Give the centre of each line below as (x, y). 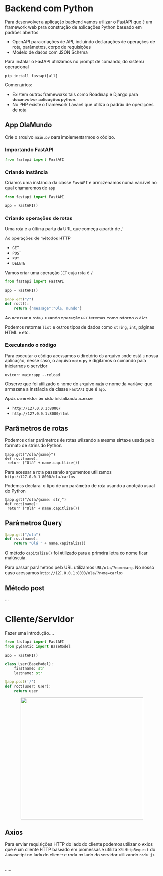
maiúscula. (16, 558)
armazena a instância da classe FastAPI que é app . (56, 389)
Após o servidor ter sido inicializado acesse (49, 398)
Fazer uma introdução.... (30, 633)
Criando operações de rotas (39, 218)
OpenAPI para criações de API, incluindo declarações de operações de (83, 41)
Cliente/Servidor (40, 619)
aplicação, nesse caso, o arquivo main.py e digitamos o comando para (76, 360)
